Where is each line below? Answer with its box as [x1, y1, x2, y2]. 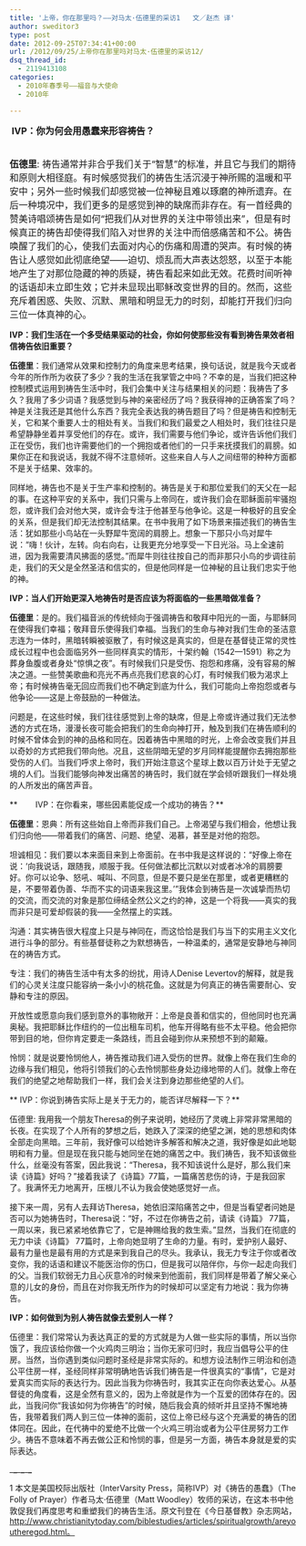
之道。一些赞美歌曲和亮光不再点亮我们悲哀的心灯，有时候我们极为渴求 [16, 669, 280, 680]
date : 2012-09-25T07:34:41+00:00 [9, 38, 137, 48]
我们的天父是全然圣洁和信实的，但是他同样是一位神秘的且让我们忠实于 [25, 562, 289, 573]
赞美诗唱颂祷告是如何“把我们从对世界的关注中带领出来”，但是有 [9, 212, 282, 224]
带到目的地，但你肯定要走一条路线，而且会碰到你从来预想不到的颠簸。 [9, 1032, 273, 1043]
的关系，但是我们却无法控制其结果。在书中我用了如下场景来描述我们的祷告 [9, 516, 289, 527]
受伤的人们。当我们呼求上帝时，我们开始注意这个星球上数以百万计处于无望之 [9, 756, 297, 767]
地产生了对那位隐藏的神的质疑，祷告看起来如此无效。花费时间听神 [9, 266, 293, 279]
